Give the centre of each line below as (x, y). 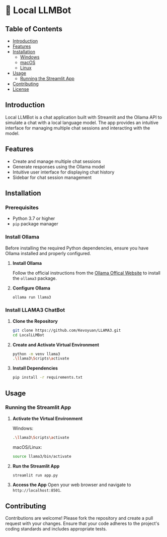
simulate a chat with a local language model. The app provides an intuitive (82, 123)
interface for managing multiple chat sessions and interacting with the (78, 128)
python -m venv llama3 (36, 354)
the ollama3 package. (34, 278)
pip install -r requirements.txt (48, 378)
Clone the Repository (35, 321)
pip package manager (35, 224)
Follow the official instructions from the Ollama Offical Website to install (87, 273)
